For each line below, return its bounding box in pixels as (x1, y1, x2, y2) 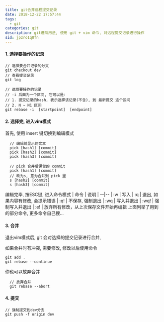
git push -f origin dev (5, 312, 55, 317)
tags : (5, 16, 16, 21)
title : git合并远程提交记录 (5, 7, 57, 12)
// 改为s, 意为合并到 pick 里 (9, 174, 66, 179)
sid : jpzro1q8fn (5, 35, 39, 40)
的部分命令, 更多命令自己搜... (5, 210, 64, 216)
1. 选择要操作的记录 (5, 51, 45, 57)
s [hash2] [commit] (9, 178, 50, 183)
